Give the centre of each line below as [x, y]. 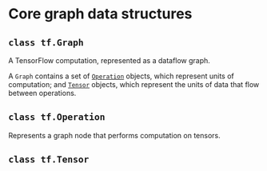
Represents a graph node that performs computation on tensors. [115, 135]
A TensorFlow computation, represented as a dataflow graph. [109, 60]
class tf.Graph [46, 42]
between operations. [42, 93]
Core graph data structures [100, 14]
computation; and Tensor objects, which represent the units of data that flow [134, 84]
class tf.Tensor [49, 159]
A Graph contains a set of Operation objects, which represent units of [121, 76]
